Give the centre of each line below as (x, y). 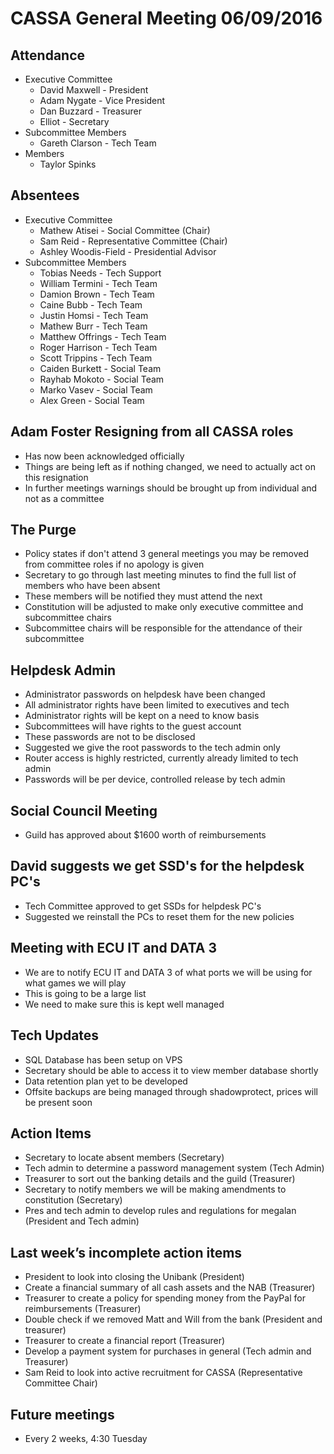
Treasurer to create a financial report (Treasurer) (125, 1341)
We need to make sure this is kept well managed (124, 1004)
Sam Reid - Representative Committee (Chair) (133, 241)
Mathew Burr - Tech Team (93, 326)
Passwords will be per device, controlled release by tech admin (155, 779)
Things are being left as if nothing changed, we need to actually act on (170, 466)
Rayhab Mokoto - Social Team (102, 379)
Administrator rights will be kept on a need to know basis (142, 716)
